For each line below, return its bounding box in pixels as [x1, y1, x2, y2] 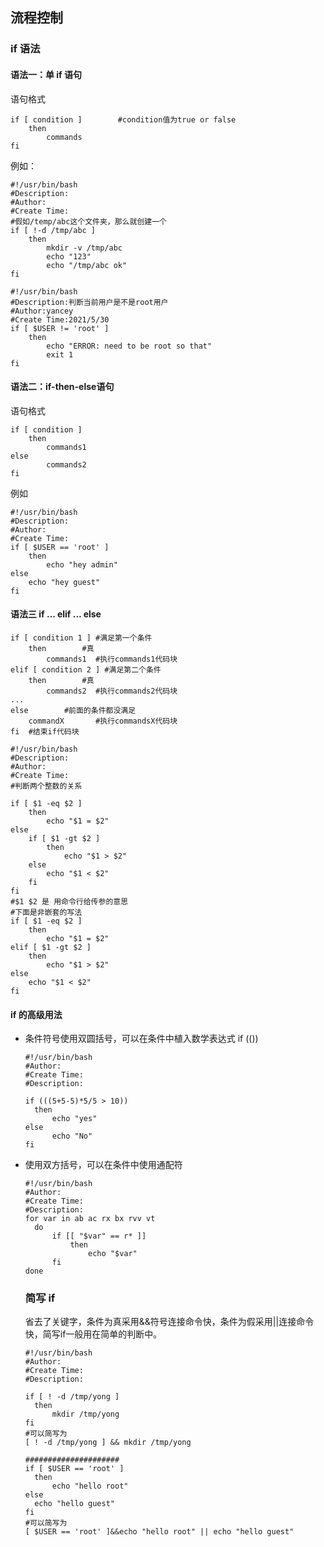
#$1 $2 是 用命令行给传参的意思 [10, 896, 129, 907]
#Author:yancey [10, 306, 74, 316]
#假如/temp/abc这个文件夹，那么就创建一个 [10, 216, 167, 227]
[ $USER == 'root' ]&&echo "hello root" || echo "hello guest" [24, 1527, 295, 1537]
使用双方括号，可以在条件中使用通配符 [24, 1159, 183, 1171]
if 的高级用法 [10, 1008, 63, 1020]
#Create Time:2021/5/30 [10, 314, 110, 325]
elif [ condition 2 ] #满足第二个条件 [10, 664, 162, 675]
